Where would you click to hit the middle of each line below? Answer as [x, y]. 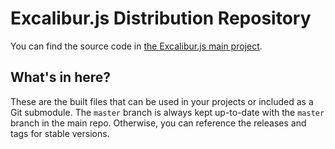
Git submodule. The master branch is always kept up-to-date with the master [167, 112]
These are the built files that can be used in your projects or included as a [162, 101]
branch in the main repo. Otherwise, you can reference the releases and [158, 123]
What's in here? [61, 77]
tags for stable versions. [60, 133]
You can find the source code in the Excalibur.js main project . [136, 46]
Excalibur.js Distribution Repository [161, 18]
